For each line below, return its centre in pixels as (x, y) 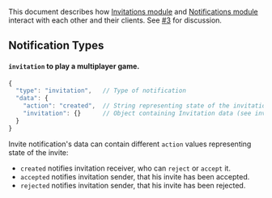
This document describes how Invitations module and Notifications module (134, 12)
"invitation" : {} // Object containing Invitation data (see (137, 114)
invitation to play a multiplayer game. (74, 66)
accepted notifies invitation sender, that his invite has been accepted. (135, 176)
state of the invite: (38, 152)
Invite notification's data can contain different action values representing (130, 144)
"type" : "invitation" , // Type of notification (101, 91)
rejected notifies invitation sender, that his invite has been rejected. (133, 185)
